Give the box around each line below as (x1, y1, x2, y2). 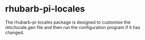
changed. (5, 29, 25, 35)
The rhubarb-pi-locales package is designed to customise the (5, 19, 131, 25)
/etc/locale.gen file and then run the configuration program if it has (5, 24, 141, 30)
